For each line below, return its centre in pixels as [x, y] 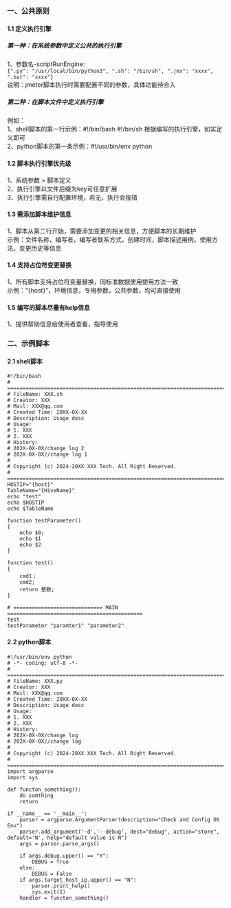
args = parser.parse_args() [59, 844]
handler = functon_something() [64, 898]
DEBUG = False [52, 874]
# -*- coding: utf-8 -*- [43, 663]
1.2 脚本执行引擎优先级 [39, 164]
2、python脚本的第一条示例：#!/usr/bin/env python [80, 147]
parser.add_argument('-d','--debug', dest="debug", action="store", [120, 832]
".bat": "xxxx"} [30, 77]
